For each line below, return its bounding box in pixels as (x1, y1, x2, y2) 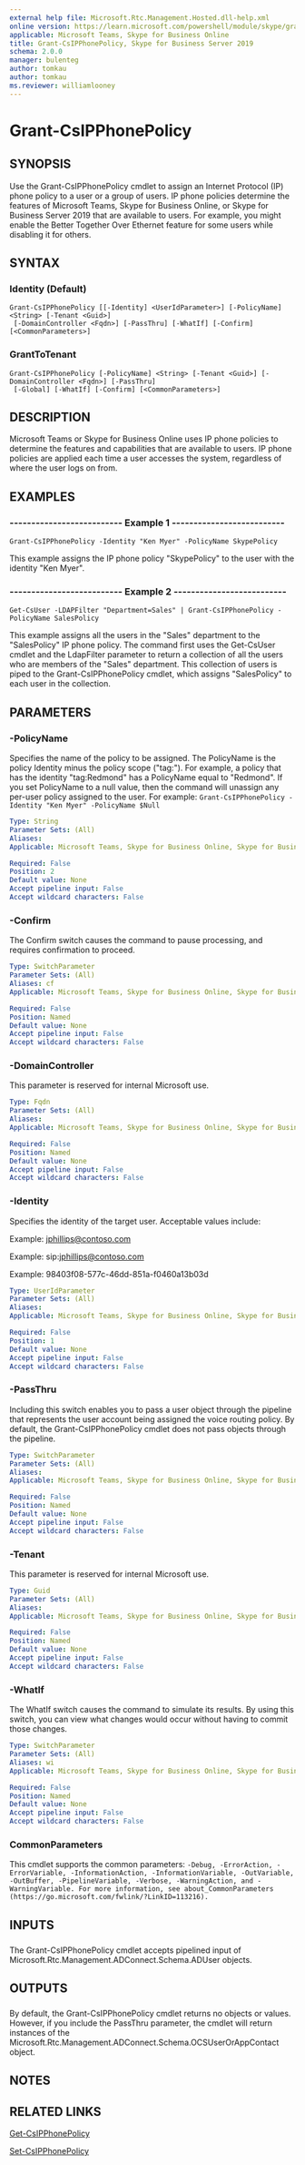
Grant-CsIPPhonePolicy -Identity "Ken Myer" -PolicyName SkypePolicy (9, 537, 279, 546)
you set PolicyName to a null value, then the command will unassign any (9, 782, 280, 793)
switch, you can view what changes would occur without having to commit (9, 1713, 289, 1725)
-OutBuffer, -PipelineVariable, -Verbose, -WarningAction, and (9, 1876, 254, 1885)
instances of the (9, 2027, 70, 2038)
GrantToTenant (9, 348, 77, 361)
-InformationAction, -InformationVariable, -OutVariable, (70, 1868, 295, 1878)
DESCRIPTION (9, 410, 91, 424)
